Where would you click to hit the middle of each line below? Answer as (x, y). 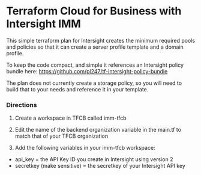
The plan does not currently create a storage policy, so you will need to (94, 83)
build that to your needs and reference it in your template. (77, 89)
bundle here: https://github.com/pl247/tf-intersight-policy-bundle (87, 71)
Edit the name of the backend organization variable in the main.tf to (98, 130)
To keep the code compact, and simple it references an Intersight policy (95, 65)
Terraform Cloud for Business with (94, 11)
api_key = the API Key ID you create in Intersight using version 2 (94, 159)
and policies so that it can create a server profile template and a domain (95, 47)
